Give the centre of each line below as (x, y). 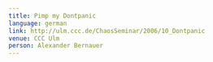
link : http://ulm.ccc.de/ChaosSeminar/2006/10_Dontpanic (107, 31)
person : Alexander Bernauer (56, 46)
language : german (38, 23)
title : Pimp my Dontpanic (52, 16)
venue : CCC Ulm (34, 38)
